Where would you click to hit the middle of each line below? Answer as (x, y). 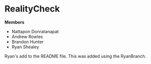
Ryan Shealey (25, 47)
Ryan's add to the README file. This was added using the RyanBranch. (75, 56)
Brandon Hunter (28, 41)
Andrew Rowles (27, 37)
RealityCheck (32, 9)
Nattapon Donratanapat (35, 31)
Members (15, 22)
